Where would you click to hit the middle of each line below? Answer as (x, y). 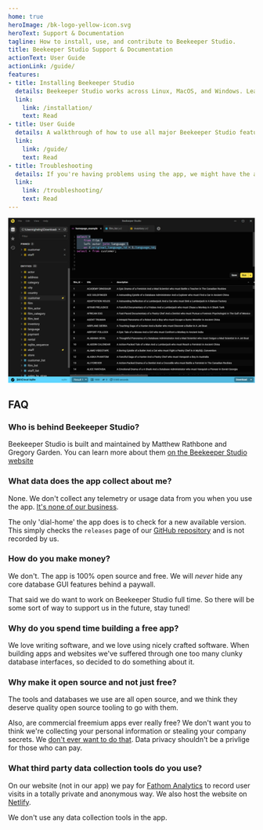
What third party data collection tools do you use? (105, 768)
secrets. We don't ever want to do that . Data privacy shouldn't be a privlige (129, 740)
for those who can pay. (45, 748)
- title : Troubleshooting (50, 166)
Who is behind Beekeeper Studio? (74, 426)
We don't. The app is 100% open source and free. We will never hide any (125, 576)
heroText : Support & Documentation (66, 33)
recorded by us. (34, 539)
